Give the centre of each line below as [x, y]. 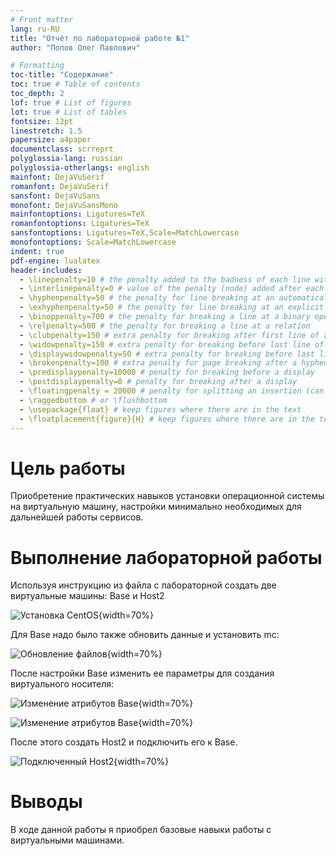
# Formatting [37, 66]
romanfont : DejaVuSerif [60, 186]
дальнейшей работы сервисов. [77, 517]
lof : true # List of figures [71, 102]
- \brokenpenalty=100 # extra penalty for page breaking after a [158, 363]
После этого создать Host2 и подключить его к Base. [124, 742]
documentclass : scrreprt [62, 149]
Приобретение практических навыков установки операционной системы [167, 496]
